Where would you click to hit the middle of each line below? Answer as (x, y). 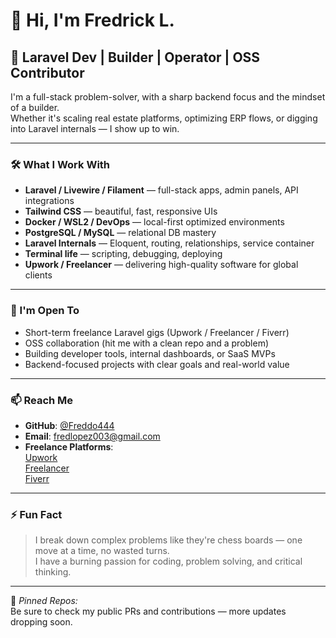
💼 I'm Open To (45, 311)
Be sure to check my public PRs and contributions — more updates (148, 611)
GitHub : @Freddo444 (69, 425)
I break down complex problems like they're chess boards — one (168, 540)
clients (38, 275)
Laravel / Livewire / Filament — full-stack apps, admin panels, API (161, 190)
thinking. (53, 572)
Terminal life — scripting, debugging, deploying (123, 254)
